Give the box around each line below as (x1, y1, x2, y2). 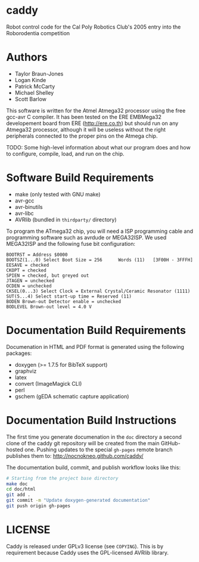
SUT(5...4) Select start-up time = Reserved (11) (6, 293, 132, 299)
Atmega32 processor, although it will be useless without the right (6, 126, 166, 133)
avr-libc (14, 210, 34, 217)
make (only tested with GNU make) (14, 191, 101, 198)
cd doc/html (6, 486, 36, 492)
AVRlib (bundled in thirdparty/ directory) (14, 216, 117, 223)
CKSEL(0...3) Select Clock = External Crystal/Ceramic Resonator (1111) (6, 288, 191, 294)
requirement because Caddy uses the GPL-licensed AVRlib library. (6, 549, 169, 556)
